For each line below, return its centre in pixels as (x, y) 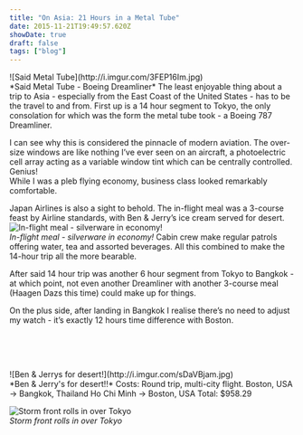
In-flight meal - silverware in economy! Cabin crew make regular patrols (143, 237)
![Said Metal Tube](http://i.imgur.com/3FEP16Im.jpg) (106, 77)
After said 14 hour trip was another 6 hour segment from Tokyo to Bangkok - (151, 274)
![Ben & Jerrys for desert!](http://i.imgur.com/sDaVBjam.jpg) (121, 374)
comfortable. (33, 191)
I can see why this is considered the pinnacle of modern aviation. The (139, 143)
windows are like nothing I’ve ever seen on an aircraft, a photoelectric (156, 152)
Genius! (24, 172)
